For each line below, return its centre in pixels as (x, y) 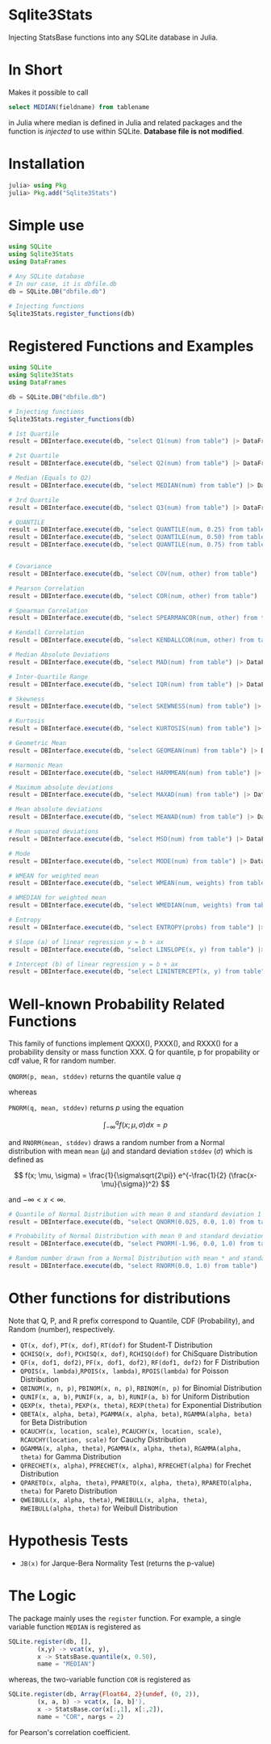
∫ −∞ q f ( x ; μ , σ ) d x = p (135, 1125)
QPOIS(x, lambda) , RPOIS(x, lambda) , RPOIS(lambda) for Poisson (124, 1371)
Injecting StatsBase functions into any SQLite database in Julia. (113, 37)
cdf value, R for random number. (63, 1061)
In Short (35, 70)
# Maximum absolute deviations (61, 787)
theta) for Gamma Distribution (71, 1456)
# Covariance (30, 567)
